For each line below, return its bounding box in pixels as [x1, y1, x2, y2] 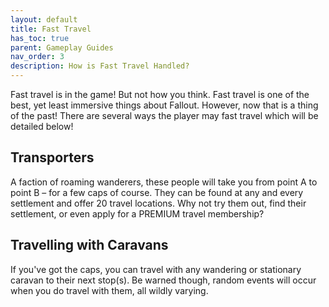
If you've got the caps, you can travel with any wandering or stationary [10, 263, 302, 275]
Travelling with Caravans [10, 237, 169, 254]
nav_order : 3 [10, 52, 65, 62]
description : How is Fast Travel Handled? [10, 61, 190, 71]
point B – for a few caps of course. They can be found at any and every [10, 186, 304, 198]
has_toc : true [10, 33, 70, 43]
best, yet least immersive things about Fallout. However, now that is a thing [10, 99, 319, 111]
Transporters [10, 149, 95, 166]
